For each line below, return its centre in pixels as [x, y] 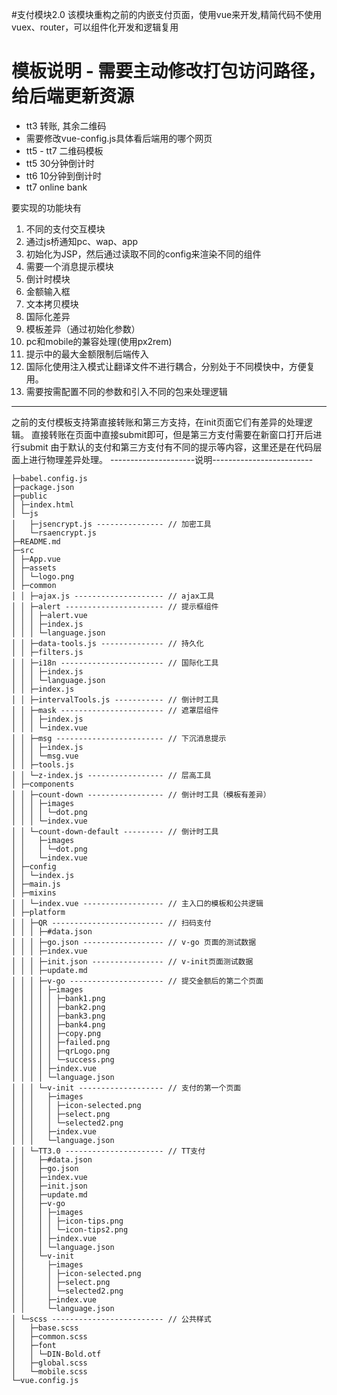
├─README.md [36, 541]
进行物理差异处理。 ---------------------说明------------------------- [171, 459]
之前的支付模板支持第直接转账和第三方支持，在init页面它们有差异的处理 [157, 422]
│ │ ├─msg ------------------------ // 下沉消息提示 [119, 738]
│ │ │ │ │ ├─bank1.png [58, 998]
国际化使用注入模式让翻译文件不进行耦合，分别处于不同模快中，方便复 [170, 366]
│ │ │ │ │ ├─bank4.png [58, 1024]
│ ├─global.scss [49, 1363]
